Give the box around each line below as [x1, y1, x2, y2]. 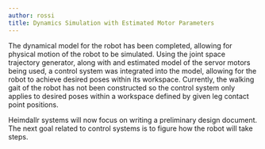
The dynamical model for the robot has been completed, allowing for [8, 40, 232, 50]
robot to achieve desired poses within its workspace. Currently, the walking [8, 74, 255, 84]
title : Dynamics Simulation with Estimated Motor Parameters [8, 19, 215, 27]
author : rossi [8, 11, 56, 20]
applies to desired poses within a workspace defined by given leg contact [8, 91, 250, 101]
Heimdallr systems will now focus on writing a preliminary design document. [8, 115, 258, 124]
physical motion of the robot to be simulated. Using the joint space [8, 49, 226, 59]
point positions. [8, 100, 59, 109]
